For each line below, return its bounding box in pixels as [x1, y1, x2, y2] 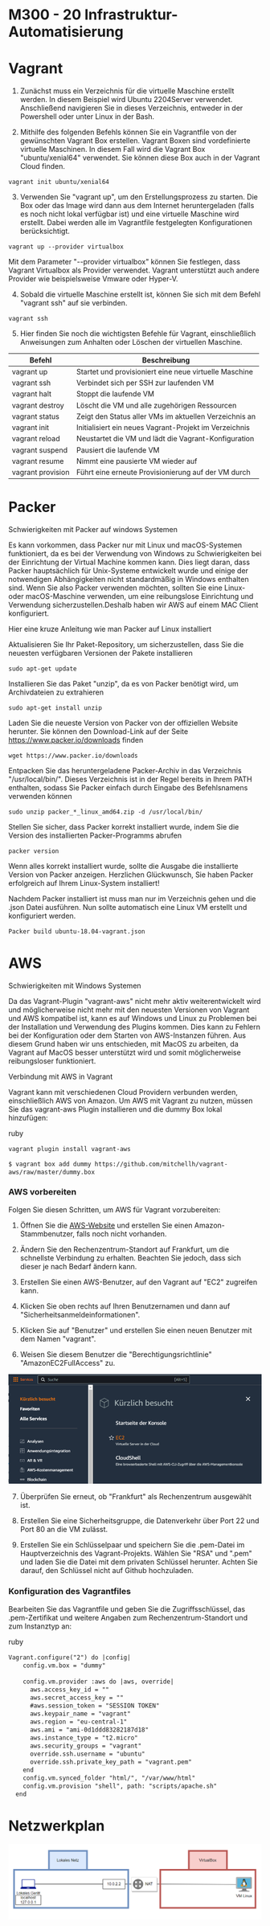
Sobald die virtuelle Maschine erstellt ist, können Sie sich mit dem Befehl [19, 289, 261, 299]
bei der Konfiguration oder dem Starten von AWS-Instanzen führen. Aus [8, 1031, 247, 1040]
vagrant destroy [11, 400, 64, 410]
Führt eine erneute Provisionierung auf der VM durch [76, 468, 251, 477]
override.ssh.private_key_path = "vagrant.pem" [29, 1758, 193, 1766]
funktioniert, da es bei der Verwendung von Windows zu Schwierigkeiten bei [8, 548, 262, 558]
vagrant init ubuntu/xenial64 [8, 178, 110, 186]
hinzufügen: [8, 1113, 48, 1122]
